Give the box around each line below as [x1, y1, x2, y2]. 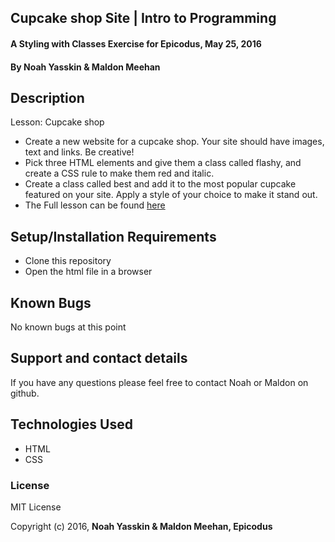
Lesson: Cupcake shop [10, 116, 105, 128]
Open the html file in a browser [24, 266, 153, 278]
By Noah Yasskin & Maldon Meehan [10, 61, 161, 73]
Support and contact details [10, 350, 188, 367]
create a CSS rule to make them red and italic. [24, 167, 215, 180]
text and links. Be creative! [24, 146, 135, 158]
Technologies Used [10, 416, 133, 433]
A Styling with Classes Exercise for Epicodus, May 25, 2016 [10, 37, 262, 50]
